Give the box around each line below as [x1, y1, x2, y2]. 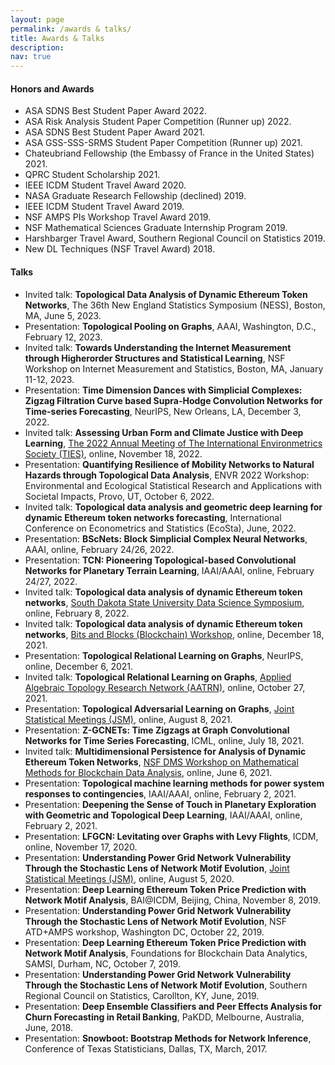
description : [10, 42, 65, 53]
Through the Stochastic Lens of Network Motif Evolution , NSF [24, 915, 287, 927]
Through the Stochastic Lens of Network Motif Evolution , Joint [24, 862, 290, 874]
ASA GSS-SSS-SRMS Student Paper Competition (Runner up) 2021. [24, 137, 303, 149]
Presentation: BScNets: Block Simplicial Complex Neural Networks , [24, 532, 308, 545]
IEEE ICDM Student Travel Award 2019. [24, 201, 185, 213]
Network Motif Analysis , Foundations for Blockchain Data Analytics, [24, 947, 308, 959]
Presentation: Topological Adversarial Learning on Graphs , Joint [24, 702, 295, 715]
